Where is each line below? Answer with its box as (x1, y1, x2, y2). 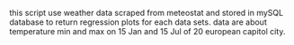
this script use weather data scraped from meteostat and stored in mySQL (9, 8, 284, 18)
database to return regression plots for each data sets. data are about (9, 17, 267, 27)
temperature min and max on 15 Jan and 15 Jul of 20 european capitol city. (9, 26, 286, 36)
